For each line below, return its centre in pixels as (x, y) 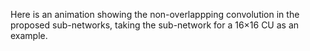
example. (29, 35)
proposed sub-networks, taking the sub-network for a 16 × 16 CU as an (155, 25)
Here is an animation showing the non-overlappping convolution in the (155, 14)
